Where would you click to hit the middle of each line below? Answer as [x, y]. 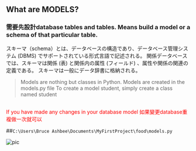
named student [39, 94]
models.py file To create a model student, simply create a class [96, 88]
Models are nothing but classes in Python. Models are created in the [103, 82]
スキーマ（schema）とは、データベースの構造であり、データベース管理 [92, 48]
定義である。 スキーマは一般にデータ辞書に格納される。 [73, 70]
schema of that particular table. [52, 35]
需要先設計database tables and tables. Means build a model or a [98, 27]
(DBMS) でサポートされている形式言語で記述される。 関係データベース [102, 55]
